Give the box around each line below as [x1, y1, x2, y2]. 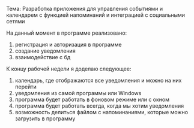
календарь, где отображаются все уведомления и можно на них [14, 77, 182, 84]
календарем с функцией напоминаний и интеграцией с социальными [6, 11, 185, 19]
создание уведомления [14, 47, 76, 54]
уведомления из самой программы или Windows [14, 90, 142, 96]
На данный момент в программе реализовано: [6, 29, 127, 36]
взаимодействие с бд [14, 54, 71, 60]
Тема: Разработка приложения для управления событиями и [6, 5, 163, 12]
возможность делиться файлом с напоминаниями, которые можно [14, 109, 188, 115]
